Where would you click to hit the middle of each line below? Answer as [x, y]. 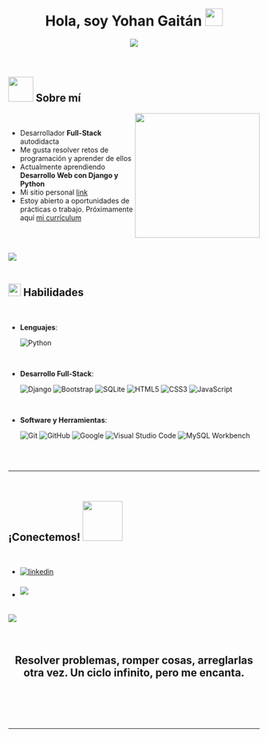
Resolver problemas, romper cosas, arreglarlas [134, 660]
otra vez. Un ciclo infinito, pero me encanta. [134, 673]
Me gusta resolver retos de [64, 150]
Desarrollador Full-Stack [61, 132]
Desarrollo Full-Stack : [57, 373]
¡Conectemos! [45, 537]
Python [32, 183]
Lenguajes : [39, 327]
